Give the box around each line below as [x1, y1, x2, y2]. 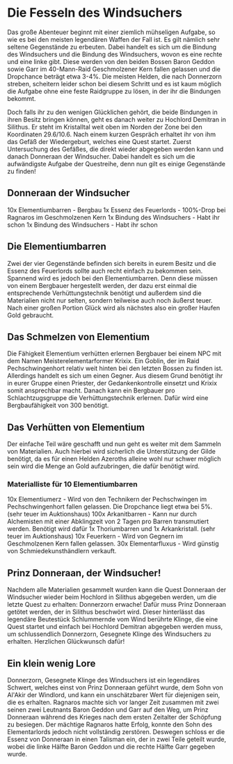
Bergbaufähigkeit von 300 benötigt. [7, 401, 109, 410]
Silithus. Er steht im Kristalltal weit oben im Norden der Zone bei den [7, 122, 203, 131]
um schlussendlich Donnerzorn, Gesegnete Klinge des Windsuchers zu [7, 630, 211, 638]
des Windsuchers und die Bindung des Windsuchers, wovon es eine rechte [7, 50, 223, 58]
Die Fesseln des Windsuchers [7, 5, 183, 21]
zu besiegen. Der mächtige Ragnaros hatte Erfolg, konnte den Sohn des [7, 720, 213, 729]
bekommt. [7, 94, 36, 102]
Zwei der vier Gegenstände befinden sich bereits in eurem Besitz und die [7, 259, 217, 267]
